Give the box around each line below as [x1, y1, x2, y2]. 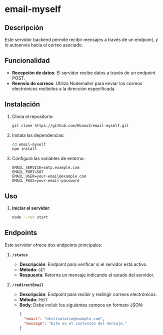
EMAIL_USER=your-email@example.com [11, 174, 86, 179]
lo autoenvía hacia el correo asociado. [4, 42, 83, 48]
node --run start [11, 215, 48, 220]
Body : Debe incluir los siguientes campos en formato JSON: [19, 301, 143, 308]
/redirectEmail [11, 282, 44, 287]
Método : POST [19, 296, 48, 302]
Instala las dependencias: [11, 132, 64, 138]
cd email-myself [11, 141, 46, 147]
